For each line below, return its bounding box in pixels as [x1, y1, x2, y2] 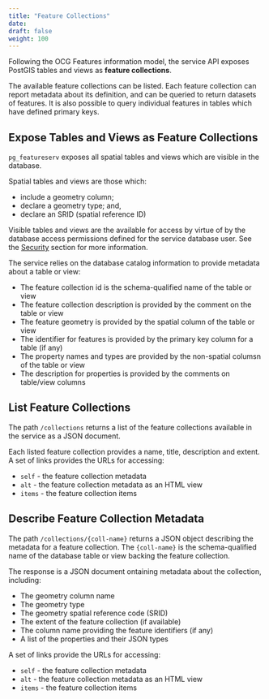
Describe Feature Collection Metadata [8, 512, 205, 526]
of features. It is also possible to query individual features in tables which [8, 98, 253, 108]
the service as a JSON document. [8, 431, 122, 441]
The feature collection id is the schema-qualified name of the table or [19, 283, 252, 292]
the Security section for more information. [8, 243, 148, 252]
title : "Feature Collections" [8, 11, 111, 20]
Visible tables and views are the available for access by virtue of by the [8, 225, 246, 235]
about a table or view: [8, 267, 81, 277]
